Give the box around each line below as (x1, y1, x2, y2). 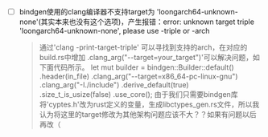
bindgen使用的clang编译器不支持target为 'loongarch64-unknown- (19, 7, 238, 16)
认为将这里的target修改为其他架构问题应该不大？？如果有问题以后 (39, 110, 257, 119)
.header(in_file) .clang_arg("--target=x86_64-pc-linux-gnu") (39, 71, 238, 82)
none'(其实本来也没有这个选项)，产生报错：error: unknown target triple (19, 17, 255, 26)
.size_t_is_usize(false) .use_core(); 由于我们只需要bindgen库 (39, 90, 238, 99)
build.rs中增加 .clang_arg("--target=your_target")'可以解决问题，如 (39, 53, 261, 62)
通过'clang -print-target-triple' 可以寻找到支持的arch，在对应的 (39, 42, 248, 52)
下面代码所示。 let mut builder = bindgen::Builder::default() (39, 62, 234, 72)
